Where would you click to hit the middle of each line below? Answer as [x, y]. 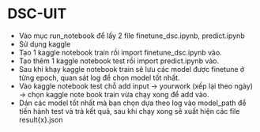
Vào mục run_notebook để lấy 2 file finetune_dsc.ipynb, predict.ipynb [132, 36]
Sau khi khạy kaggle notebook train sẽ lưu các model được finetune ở [132, 69]
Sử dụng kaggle [45, 43]
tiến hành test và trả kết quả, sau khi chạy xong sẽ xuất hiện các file [129, 111]
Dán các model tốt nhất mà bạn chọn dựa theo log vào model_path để [132, 103]
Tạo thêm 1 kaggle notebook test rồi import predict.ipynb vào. [119, 61]
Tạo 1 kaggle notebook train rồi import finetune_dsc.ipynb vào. [120, 52]
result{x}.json [41, 119]
